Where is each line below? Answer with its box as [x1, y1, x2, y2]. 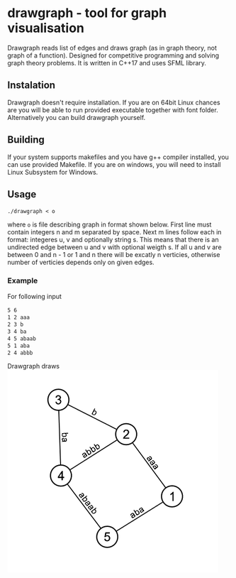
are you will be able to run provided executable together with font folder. [7, 105, 218, 114]
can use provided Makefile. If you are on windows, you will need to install [7, 160, 221, 168]
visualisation [7, 20, 85, 36]
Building [7, 133, 45, 146]
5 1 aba [7, 342, 30, 349]
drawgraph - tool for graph [7, 5, 167, 21]
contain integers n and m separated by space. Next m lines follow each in [7, 228, 222, 236]
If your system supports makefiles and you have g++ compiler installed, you [7, 153, 229, 161]
